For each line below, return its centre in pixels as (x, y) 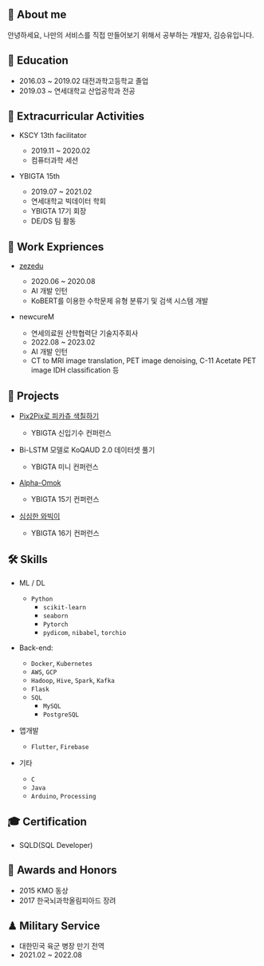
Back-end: (36, 648)
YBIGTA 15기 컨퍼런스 (65, 499)
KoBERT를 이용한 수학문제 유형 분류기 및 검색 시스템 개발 (120, 301)
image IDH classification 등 (75, 370)
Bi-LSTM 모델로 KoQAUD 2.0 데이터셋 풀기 (87, 450)
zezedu (31, 266)
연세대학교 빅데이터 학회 (69, 201)
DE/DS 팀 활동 (53, 221)
